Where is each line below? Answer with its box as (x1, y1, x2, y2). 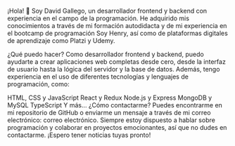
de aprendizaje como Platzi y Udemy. (7, 36, 115, 45)
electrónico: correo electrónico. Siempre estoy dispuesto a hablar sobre (7, 116, 216, 124)
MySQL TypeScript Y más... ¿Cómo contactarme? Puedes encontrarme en (7, 101, 223, 109)
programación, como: (7, 80, 70, 88)
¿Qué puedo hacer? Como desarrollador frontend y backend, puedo (7, 50, 204, 58)
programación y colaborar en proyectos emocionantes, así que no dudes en (7, 124, 227, 131)
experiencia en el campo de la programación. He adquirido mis (7, 14, 190, 22)
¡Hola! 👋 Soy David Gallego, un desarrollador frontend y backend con (7, 7, 208, 15)
